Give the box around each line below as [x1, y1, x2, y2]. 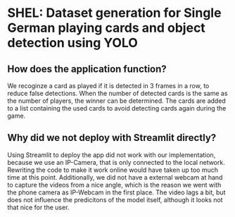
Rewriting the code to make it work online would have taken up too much [7, 166, 218, 174]
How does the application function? [7, 63, 167, 75]
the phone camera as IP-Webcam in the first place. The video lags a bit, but [7, 188, 226, 197]
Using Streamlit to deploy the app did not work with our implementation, [7, 150, 216, 159]
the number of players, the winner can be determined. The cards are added [7, 97, 227, 105]
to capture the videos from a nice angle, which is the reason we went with [7, 180, 222, 189]
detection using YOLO [7, 35, 139, 51]
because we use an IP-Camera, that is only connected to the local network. [7, 158, 225, 166]
